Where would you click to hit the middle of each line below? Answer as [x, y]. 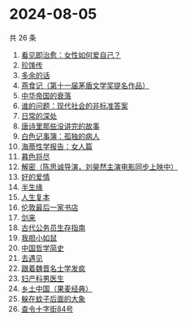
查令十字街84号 [47, 309]
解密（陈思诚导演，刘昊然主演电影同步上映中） [99, 167]
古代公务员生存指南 [53, 228]
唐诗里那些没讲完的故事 [60, 126]
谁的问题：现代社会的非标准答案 [74, 106]
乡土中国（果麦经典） [56, 288]
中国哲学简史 [42, 248]
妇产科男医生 [42, 278]
